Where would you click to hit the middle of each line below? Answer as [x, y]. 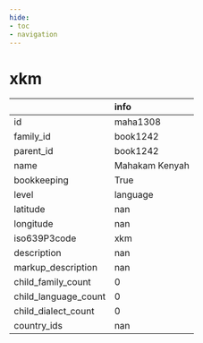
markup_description [56, 268]
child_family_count [52, 282]
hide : [19, 17]
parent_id [34, 151]
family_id [32, 137]
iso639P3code [45, 238]
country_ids [38, 326]
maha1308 [137, 122]
